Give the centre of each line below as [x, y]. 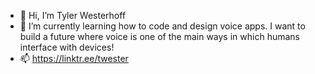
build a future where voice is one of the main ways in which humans [159, 36]
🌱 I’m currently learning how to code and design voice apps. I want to [162, 26]
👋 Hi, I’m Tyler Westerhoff [73, 15]
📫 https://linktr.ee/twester [74, 58]
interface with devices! [67, 47]
